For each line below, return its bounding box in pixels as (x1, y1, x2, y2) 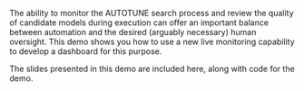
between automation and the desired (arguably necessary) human (9, 27, 257, 37)
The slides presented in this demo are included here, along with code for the (9, 63, 295, 74)
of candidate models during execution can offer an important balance (9, 17, 270, 28)
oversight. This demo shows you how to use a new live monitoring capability (9, 36, 295, 47)
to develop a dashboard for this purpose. (9, 46, 162, 57)
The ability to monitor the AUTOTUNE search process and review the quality (9, 8, 294, 18)
